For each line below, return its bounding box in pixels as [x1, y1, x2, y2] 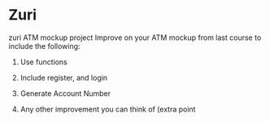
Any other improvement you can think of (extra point [20, 104, 196, 114]
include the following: [8, 41, 81, 50]
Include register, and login [20, 72, 108, 82]
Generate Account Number [20, 88, 111, 98]
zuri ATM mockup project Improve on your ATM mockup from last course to [8, 33, 262, 42]
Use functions [20, 57, 67, 67]
